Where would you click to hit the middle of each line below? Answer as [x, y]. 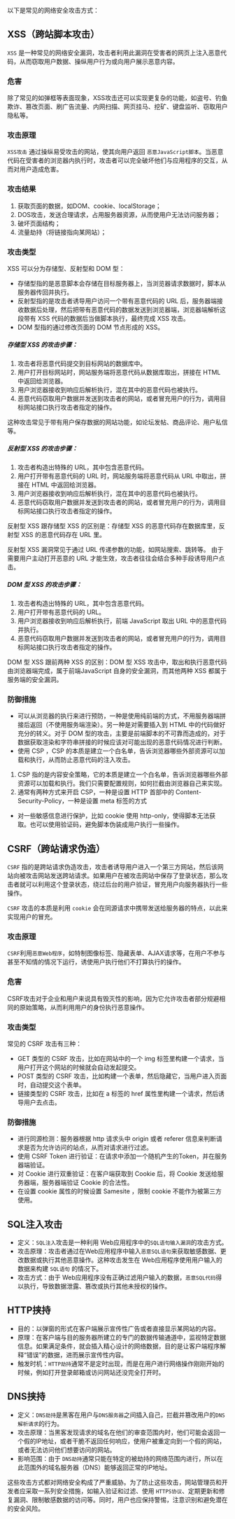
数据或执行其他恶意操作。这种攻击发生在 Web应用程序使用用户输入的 [123, 1260]
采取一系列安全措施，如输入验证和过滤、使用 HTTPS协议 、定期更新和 [122, 1491]
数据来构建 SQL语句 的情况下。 [60, 1269]
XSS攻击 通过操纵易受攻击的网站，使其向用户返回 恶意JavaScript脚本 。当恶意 [115, 152]
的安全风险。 [26, 1508]
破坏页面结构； [39, 223]
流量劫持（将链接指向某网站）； [62, 232]
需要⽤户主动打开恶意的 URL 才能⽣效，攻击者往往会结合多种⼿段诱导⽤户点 [116, 558]
